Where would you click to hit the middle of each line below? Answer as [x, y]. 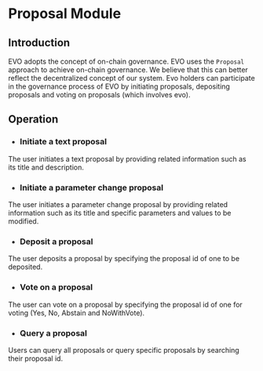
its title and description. [46, 167]
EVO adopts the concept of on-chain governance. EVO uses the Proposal [126, 61]
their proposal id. [36, 358]
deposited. [26, 267]
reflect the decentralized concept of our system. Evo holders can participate [131, 78]
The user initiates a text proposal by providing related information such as [127, 158]
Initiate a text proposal [63, 142]
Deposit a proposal [56, 242]
